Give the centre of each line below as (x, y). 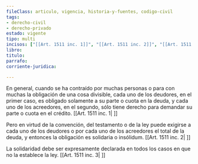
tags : (13, 17)
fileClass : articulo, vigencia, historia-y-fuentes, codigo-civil (90, 12)
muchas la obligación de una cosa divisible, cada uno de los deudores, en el (99, 94)
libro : (14, 50)
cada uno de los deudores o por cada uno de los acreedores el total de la (95, 131)
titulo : (16, 55)
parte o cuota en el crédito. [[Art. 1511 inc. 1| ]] (62, 113)
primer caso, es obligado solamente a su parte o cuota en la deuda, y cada (97, 101)
